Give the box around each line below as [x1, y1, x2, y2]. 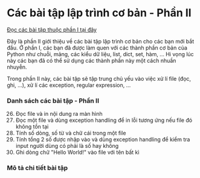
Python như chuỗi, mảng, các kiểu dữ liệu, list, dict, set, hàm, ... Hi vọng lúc [7, 50, 194, 57]
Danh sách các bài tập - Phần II [7, 97, 99, 105]
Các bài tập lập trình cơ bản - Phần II [7, 6, 192, 20]
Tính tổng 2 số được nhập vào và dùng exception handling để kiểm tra [15, 136, 190, 143]
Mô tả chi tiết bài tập [7, 164, 68, 172]
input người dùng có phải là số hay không [15, 142, 119, 150]
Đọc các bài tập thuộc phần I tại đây [7, 26, 97, 33]
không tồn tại [15, 123, 49, 130]
